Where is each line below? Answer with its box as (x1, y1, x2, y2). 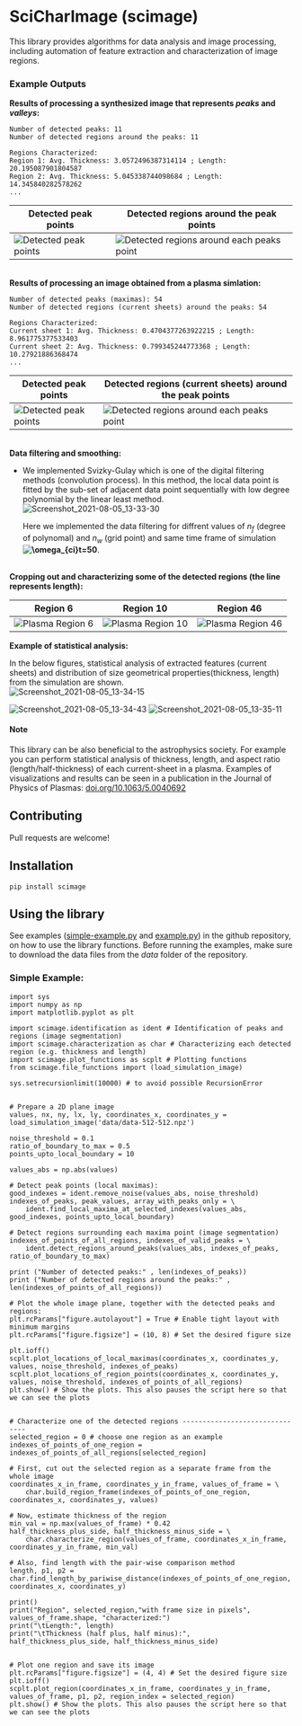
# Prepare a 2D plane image (9, 1102, 115, 1111)
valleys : (9, 108, 40, 119)
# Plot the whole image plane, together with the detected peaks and (9, 1298, 276, 1308)
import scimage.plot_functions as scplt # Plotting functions (9, 1055, 247, 1064)
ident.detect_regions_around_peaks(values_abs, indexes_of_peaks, (25, 1244, 280, 1252)
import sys (9, 992, 50, 1001)
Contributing (9, 809, 83, 824)
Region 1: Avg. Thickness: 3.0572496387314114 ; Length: (9, 156, 227, 165)
